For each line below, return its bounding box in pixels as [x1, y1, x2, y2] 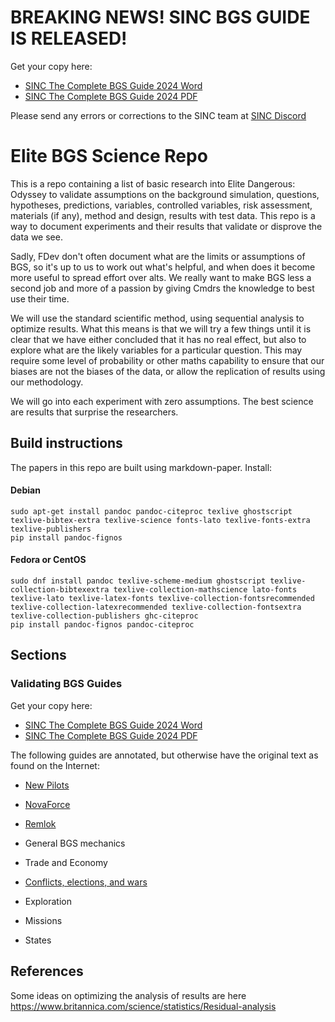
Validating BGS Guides [10, 677, 123, 691]
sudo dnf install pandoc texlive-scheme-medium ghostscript [10, 576, 267, 586]
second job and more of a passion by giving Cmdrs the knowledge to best [10, 282, 315, 294]
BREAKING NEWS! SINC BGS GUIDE [10, 6, 311, 29]
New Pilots [24, 779, 70, 791]
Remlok [24, 817, 57, 830]
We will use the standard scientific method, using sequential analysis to [10, 312, 305, 324]
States [24, 934, 52, 946]
